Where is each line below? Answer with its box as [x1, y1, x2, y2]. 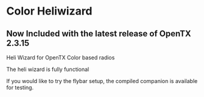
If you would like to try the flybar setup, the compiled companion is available [6, 78, 198, 84]
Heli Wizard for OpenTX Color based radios [6, 54, 115, 61]
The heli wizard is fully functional [6, 65, 90, 73]
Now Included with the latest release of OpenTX [6, 28, 192, 39]
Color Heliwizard [6, 4, 93, 18]
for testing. [6, 84, 34, 91]
